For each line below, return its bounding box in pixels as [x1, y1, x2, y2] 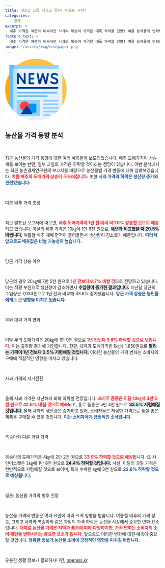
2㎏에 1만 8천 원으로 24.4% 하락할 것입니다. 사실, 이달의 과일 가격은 [26, 460, 157, 466]
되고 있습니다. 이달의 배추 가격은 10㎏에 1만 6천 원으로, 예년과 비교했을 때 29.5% [5, 226, 160, 232]
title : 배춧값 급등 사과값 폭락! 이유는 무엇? [5, 8, 87, 13]
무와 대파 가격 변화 [5, 317, 41, 322]
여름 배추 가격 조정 [5, 200, 41, 206]
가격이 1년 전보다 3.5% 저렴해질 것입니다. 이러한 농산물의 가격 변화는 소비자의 [10, 349, 159, 355]
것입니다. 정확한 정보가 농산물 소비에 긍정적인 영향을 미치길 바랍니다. [10, 537, 140, 543]
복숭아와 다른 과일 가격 [5, 434, 49, 440]
